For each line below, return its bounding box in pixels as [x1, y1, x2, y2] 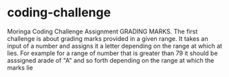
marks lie [7, 63, 33, 72]
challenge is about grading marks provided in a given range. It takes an [7, 34, 208, 42]
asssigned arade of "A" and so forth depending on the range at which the [7, 56, 215, 64]
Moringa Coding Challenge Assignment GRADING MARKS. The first [7, 27, 198, 35]
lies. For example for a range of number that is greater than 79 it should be [7, 49, 218, 57]
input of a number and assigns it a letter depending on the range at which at [7, 42, 222, 50]
